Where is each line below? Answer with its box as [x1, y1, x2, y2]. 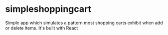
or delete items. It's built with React [5, 25, 78, 31]
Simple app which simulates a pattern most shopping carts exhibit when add [5, 20, 163, 26]
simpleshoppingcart [5, 3, 92, 15]
